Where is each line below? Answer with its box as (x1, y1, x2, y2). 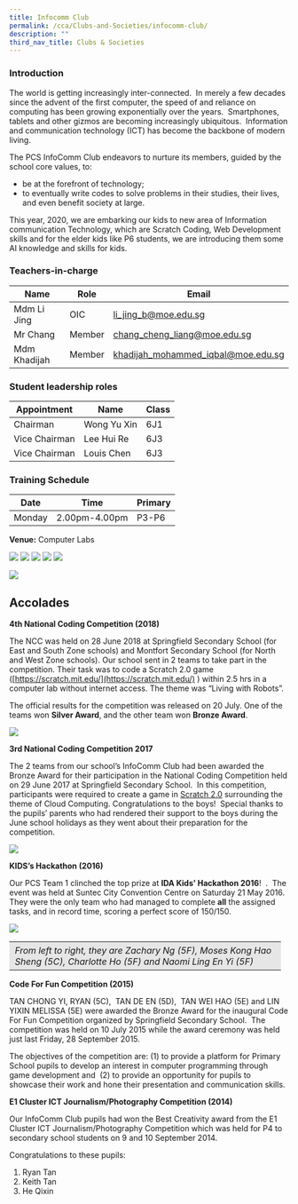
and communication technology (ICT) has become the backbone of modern (9, 125, 286, 136)
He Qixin (21, 1186, 54, 1197)
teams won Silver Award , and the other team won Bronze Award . (9, 709, 248, 720)
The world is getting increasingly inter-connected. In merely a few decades (9, 87, 286, 98)
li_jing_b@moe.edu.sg (113, 308, 206, 321)
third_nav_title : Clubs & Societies (9, 37, 145, 47)
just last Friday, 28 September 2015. (9, 1034, 140, 1044)
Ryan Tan (21, 1167, 57, 1177)
